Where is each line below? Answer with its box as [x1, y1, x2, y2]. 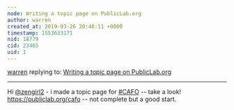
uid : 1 [7, 49, 26, 56]
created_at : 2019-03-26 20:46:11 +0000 [7, 23, 123, 30]
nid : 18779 [7, 36, 39, 43]
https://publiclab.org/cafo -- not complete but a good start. [7, 95, 177, 103]
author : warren [7, 17, 52, 24]
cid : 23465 [7, 42, 39, 49]
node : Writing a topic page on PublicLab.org [7, 10, 141, 17]
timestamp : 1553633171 [7, 29, 73, 37]
